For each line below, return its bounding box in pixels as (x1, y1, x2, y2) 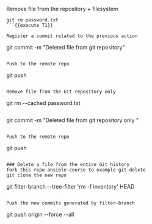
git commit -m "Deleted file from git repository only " (6, 117, 139, 124)
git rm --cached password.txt (6, 99, 81, 106)
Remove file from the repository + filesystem (6, 5, 118, 12)
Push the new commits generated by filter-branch (6, 200, 136, 206)
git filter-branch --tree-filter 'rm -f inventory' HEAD (6, 183, 135, 190)
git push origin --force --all (6, 211, 74, 218)
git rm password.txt (6, 17, 59, 23)
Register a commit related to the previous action (6, 33, 138, 39)
